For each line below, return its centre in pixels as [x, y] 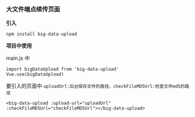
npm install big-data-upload [42, 34]
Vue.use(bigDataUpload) [35, 74]
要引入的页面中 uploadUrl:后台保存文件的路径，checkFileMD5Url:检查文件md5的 [95, 86]
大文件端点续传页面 [33, 9]
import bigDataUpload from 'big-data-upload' [62, 69]
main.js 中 [18, 58]
